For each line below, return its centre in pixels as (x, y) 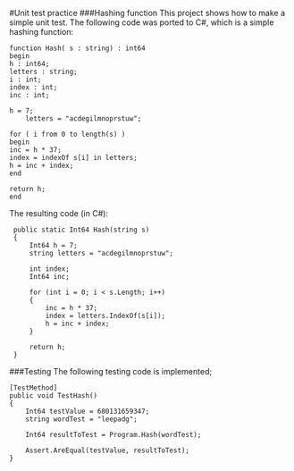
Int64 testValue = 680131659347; (88, 411)
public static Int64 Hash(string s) (81, 230)
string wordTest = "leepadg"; (82, 419)
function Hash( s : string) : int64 (77, 48)
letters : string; (43, 71)
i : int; (25, 80)
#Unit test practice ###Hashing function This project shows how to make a (147, 13)
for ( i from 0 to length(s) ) (67, 134)
